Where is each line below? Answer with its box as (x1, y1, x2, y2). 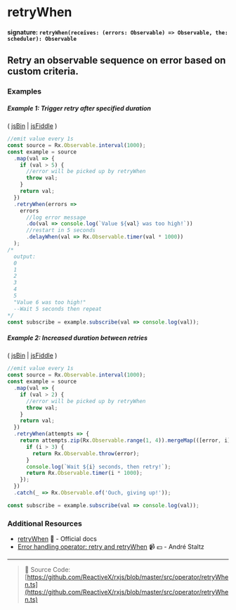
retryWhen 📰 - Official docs (17, 535, 97, 543)
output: (13, 253, 37, 260)
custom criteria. (7, 65, 79, 77)
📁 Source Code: (24, 566, 71, 574)
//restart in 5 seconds (25, 227, 96, 234)
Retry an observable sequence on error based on (7, 54, 226, 67)
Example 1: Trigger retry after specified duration (7, 103, 152, 113)
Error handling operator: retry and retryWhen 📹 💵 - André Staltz (17, 542, 205, 551)
